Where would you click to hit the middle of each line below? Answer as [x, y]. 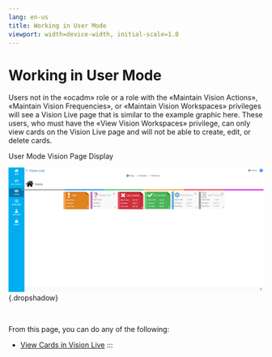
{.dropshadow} [34, 297]
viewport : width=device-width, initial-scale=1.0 [94, 34]
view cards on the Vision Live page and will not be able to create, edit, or [130, 132]
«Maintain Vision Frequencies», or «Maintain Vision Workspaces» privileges [135, 106]
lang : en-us [28, 17]
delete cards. [30, 141]
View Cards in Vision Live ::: [66, 345]
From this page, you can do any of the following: [89, 329]
